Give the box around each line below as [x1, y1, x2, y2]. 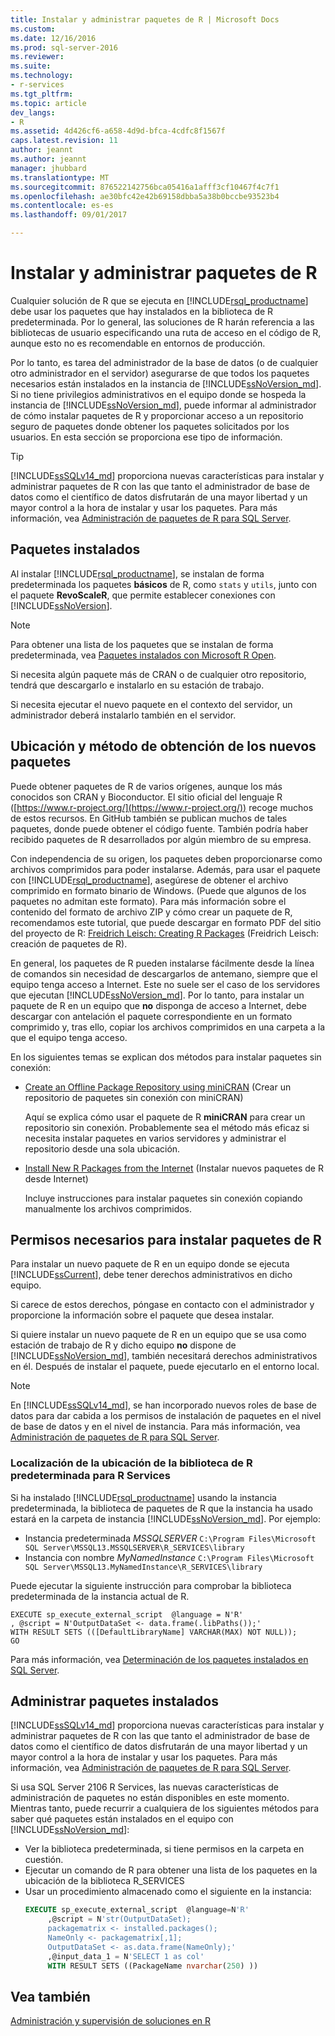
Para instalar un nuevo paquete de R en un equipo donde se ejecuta [10, 1258, 290, 1270]
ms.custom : [10, 24, 56, 34]
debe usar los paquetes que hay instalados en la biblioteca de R [10, 305, 274, 317]
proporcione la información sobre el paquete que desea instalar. [10, 1309, 275, 1321]
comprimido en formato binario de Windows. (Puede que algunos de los [10, 884, 307, 896]
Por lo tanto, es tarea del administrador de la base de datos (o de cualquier [10, 356, 319, 368]
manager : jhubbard [10, 163, 87, 173]
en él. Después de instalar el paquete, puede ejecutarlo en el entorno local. [10, 1361, 320, 1373]
